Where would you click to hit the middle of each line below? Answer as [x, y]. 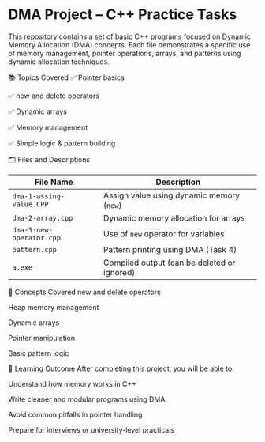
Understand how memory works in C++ [73, 383]
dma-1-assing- [39, 196]
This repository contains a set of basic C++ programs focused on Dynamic [129, 36]
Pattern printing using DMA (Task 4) [170, 249]
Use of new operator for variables [164, 233]
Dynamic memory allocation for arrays [174, 217]
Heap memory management [54, 307]
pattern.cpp [35, 249]
